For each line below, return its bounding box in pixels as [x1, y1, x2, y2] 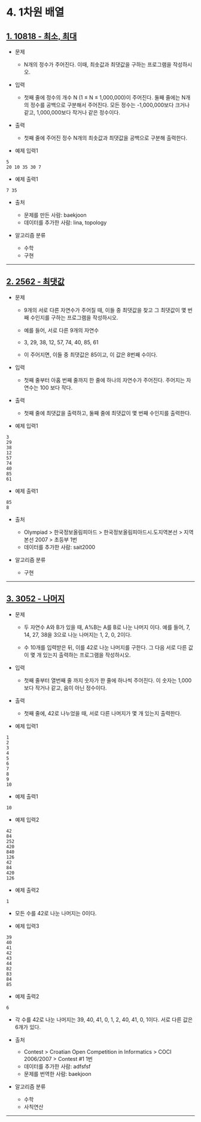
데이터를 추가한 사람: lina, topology [23, 219, 107, 226]
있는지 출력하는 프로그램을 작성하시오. [42, 651, 131, 658]
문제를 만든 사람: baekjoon [23, 211, 87, 219]
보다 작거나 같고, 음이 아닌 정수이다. [23, 684, 107, 691]
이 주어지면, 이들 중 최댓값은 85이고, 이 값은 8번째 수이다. [23, 351, 158, 358]
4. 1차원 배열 [6, 5, 65, 19]
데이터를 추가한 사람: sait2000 [23, 543, 96, 551]
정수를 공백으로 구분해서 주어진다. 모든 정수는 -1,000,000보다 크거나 [30, 101, 190, 108]
